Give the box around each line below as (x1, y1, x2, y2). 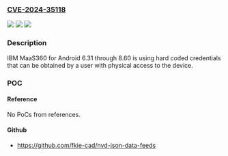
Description (7, 38, 47, 48)
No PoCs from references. (7, 110, 81, 118)
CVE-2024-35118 (7, 5, 66, 14)
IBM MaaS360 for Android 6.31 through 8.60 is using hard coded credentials (7, 53, 221, 62)
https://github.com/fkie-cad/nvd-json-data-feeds (16, 141, 156, 149)
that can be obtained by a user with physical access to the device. (7, 61, 193, 69)
